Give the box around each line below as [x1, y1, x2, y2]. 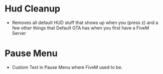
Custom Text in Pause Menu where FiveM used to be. [12, 64, 123, 70]
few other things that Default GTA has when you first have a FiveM [12, 24, 149, 30]
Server [12, 30, 26, 36]
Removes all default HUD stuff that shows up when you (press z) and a [12, 19, 158, 25]
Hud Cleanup [5, 3, 61, 14]
